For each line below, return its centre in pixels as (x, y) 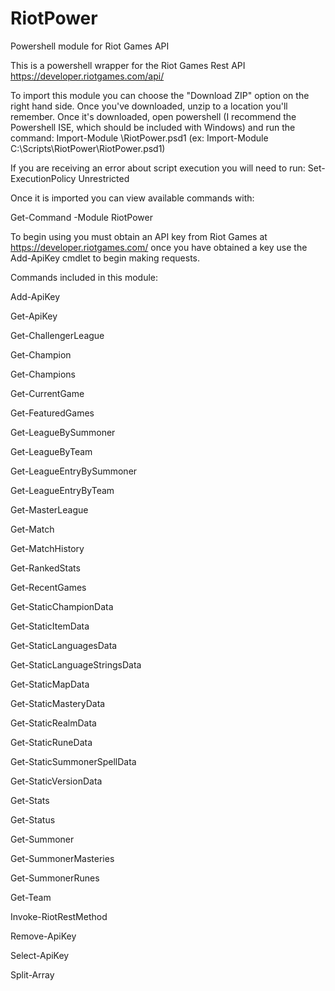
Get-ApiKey (34, 316)
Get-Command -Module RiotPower (81, 217)
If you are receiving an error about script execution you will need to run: (158, 168)
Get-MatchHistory (47, 548)
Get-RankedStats (45, 568)
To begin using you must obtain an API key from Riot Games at (139, 236)
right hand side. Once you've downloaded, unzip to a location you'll (149, 106)
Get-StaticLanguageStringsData (76, 664)
